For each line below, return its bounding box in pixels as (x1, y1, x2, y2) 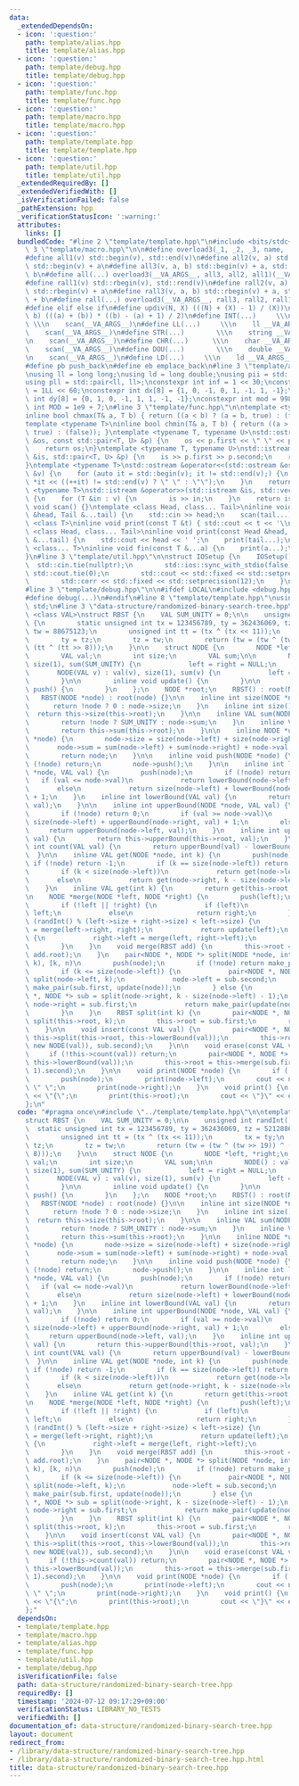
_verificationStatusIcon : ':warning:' (17, 211, 162, 221)
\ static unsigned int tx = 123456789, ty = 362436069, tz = (25, 1125, 261, 1134)
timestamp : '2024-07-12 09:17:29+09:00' (17, 1697, 169, 1706)
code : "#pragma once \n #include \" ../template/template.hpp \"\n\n (17, 1108, 265, 1117)
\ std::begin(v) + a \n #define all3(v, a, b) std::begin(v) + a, (25, 262, 269, 271)
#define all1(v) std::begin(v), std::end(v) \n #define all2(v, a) (25, 253, 273, 263)
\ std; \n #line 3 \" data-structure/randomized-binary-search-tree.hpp (25, 602, 289, 611)
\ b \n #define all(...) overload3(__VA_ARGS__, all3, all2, (25, 270, 249, 279)
